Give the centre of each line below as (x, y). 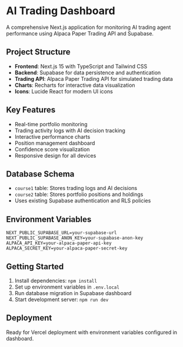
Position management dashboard (55, 143)
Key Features (31, 110)
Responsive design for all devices (55, 155)
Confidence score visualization (52, 149)
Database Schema (40, 174)
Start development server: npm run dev (61, 299)
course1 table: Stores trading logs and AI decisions (76, 188)
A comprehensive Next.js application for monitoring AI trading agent (89, 27)
